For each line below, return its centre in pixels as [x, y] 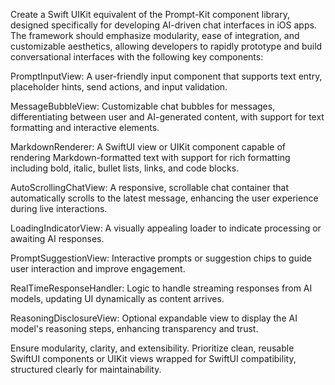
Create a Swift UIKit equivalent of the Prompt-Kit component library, [150, 14]
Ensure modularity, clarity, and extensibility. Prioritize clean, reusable [152, 348]
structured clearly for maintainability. [86, 369]
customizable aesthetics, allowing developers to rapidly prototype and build [166, 46]
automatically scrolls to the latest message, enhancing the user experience [164, 198]
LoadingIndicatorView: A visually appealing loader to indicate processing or [166, 228]
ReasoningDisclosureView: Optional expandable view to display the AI [154, 318]
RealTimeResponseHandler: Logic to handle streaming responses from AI [161, 288]
